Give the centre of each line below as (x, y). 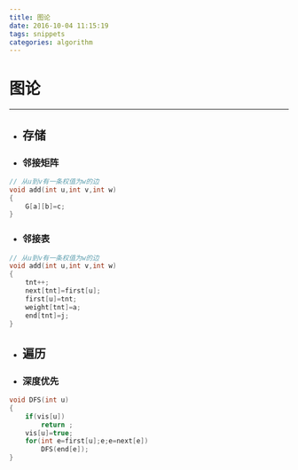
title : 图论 (30, 17)
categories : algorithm (51, 42)
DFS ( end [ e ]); (65, 450)
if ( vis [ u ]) (45, 416)
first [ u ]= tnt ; (51, 299)
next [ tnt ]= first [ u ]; (63, 291)
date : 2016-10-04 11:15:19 (59, 26)
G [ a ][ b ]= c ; (45, 206)
